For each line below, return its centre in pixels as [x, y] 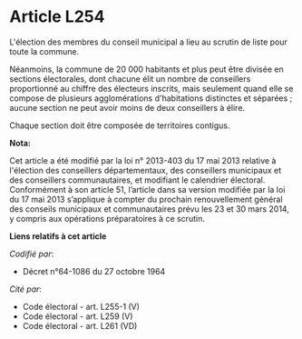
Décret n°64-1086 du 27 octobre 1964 [94, 271]
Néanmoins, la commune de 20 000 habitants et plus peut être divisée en [146, 69]
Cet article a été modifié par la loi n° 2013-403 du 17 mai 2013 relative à [143, 160]
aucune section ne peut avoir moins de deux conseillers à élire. [127, 107]
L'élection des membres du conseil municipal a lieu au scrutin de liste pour [149, 42]
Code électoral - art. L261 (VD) [80, 325]
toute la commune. [44, 51]
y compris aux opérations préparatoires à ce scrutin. [107, 218]
